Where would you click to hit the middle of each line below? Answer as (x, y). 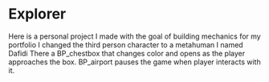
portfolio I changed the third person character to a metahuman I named (126, 44)
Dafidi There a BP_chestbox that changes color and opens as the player (127, 53)
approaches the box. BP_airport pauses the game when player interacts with (134, 62)
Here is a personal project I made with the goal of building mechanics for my (134, 36)
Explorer (37, 14)
